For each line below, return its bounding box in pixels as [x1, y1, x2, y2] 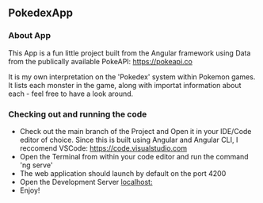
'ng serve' [19, 160, 53, 170]
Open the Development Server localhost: [19, 177, 153, 186]
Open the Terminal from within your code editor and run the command [19, 151, 249, 161]
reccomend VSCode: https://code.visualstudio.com [19, 143, 188, 153]
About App [8, 30, 51, 41]
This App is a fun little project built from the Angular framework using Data [8, 48, 251, 58]
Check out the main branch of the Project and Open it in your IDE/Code [19, 126, 252, 136]
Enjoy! [19, 186, 40, 195]
